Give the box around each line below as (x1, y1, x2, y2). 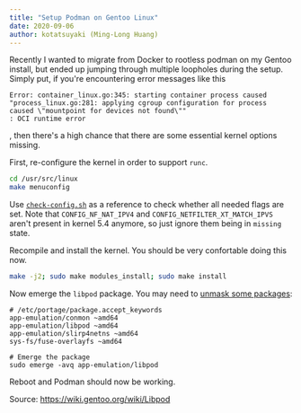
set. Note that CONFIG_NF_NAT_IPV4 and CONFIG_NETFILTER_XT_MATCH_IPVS (9, 208, 274, 220)
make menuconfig (9, 183, 70, 192)
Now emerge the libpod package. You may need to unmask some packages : (9, 288, 293, 299)
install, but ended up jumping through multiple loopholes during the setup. (9, 64, 284, 75)
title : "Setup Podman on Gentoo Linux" (9, 13, 159, 22)
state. (9, 228, 31, 239)
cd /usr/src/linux (9, 174, 78, 184)
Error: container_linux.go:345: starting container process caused (9, 91, 268, 100)
